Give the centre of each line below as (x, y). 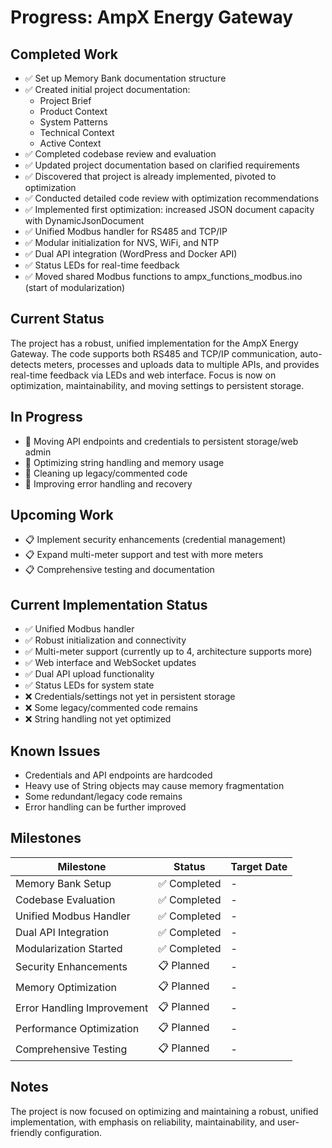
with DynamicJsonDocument (84, 220)
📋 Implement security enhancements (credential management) (155, 540)
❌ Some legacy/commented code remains (111, 708)
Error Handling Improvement (82, 1008)
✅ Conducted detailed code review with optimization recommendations (172, 198)
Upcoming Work (62, 515)
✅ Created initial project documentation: (107, 89)
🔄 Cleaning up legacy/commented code (106, 473)
